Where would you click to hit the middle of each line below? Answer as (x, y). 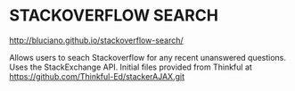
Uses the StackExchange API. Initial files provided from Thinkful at (131, 67)
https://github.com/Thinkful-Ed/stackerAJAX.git (97, 76)
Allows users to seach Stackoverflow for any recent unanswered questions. (148, 57)
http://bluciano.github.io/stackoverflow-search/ (97, 40)
